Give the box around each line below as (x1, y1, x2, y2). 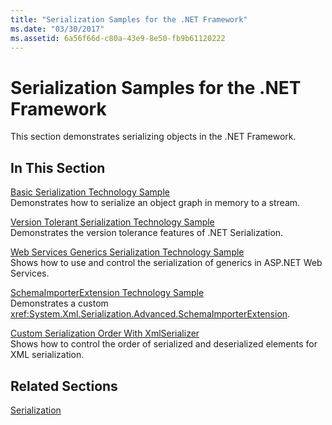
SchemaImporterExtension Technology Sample (10, 287, 205, 299)
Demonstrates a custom (10, 297, 109, 310)
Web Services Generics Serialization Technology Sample (10, 246, 245, 258)
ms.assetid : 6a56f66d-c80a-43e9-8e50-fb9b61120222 (10, 33, 226, 43)
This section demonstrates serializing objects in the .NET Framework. (10, 131, 297, 143)
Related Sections (10, 377, 118, 395)
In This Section (10, 159, 106, 176)
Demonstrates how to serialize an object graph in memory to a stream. (10, 197, 301, 209)
